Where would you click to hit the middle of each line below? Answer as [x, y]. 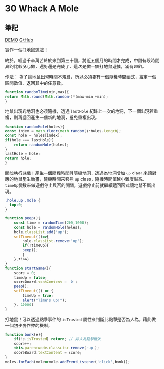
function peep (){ [23, 218]
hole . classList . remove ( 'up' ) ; [53, 241]
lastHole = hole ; [23, 154]
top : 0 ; [16, 205]
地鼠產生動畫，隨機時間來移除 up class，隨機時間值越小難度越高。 [80, 179]
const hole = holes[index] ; [34, 136]
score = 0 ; [25, 273]
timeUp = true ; [38, 296]
